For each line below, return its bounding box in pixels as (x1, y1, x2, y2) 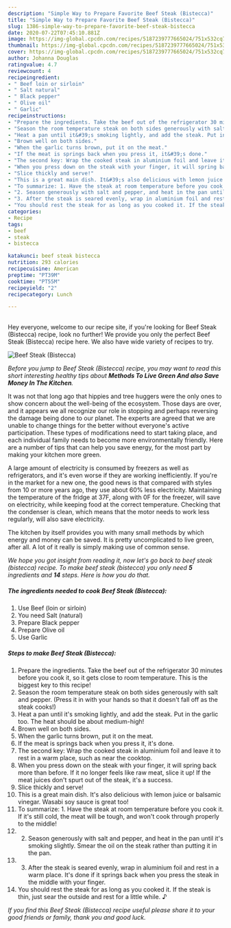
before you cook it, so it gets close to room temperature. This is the (17, 674, 208, 682)
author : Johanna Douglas (8, 55, 79, 62)
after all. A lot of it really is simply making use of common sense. (8, 543, 190, 551)
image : (8, 36, 27, 43)
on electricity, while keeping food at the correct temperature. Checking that (8, 500, 221, 509)
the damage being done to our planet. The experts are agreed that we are (8, 414, 215, 423)
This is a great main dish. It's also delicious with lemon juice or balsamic (17, 791, 221, 799)
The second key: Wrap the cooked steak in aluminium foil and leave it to (17, 747, 221, 755)
